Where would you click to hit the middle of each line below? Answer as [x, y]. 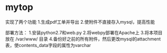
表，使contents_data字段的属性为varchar [48, 45]
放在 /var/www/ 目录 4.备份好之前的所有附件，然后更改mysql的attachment [83, 39]
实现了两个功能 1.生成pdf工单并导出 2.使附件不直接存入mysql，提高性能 [80, 22]
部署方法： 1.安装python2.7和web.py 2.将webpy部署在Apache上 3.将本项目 [84, 32]
